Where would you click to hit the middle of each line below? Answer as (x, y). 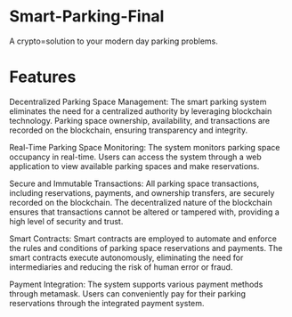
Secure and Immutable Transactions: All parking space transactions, (134, 183)
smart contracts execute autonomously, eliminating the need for (126, 257)
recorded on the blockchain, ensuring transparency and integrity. (129, 130)
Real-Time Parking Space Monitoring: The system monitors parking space (145, 147)
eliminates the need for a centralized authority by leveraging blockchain (141, 111)
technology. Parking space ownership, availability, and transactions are (139, 120)
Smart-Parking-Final (87, 16)
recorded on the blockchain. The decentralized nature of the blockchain (141, 202)
